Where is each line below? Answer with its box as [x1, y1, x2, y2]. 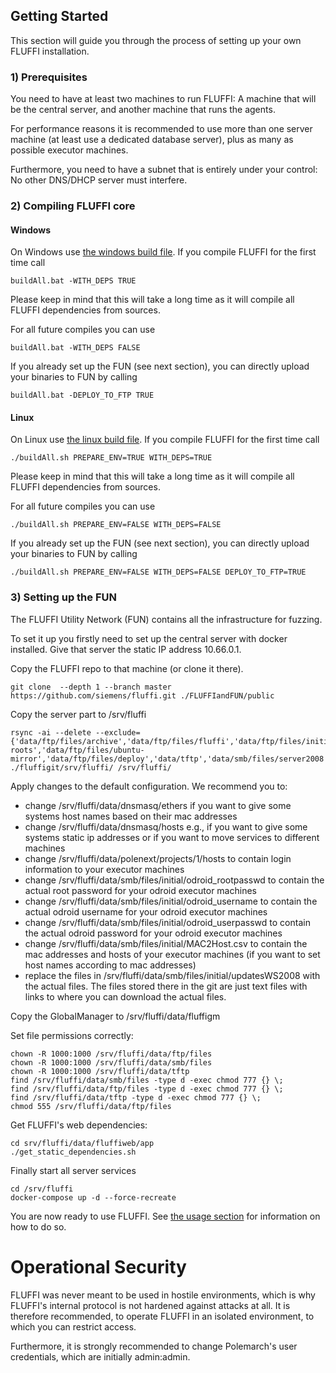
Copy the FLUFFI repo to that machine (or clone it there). [10, 662, 244, 674]
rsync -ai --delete [10, 727, 92, 738]
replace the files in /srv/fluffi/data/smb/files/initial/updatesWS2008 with [24, 969, 321, 981]
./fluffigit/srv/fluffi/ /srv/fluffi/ [10, 762, 172, 773]
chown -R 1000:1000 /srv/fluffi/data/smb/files [10, 1057, 213, 1068]
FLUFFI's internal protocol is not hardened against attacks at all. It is [10, 1299, 291, 1311]
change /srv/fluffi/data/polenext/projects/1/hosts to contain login [24, 852, 292, 864]
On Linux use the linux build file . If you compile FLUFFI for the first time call [10, 434, 320, 446]
